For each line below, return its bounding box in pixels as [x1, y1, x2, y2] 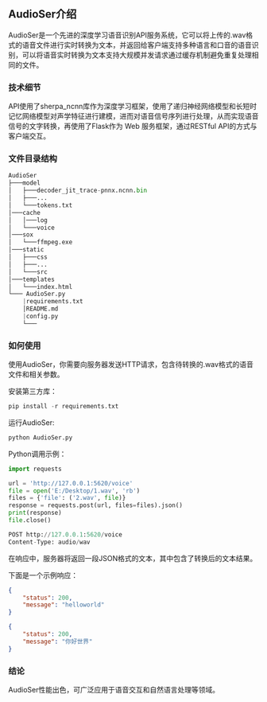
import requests [8, 465, 62, 473]
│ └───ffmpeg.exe [8, 238, 73, 247]
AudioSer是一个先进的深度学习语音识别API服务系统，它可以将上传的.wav [8, 30, 246, 40]
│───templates [8, 275, 56, 283]
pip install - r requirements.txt [8, 403, 119, 411]
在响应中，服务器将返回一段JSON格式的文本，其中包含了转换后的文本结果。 [8, 553, 257, 563]
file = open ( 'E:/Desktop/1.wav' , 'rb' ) [8, 486, 141, 495]
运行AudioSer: [8, 417, 55, 427]
